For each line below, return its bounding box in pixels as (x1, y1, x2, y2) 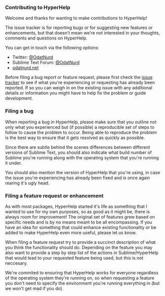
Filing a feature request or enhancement (5, 192, 104, 199)
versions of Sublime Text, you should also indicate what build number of (5, 149, 152, 155)
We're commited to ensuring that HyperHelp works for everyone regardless (5, 269, 159, 275)
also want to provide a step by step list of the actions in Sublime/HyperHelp (5, 250, 159, 256)
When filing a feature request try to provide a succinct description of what (5, 239, 156, 245)
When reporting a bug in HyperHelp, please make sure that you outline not (5, 119, 157, 125)
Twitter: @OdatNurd (12, 54, 53, 60)
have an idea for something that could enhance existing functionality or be (5, 224, 157, 230)
